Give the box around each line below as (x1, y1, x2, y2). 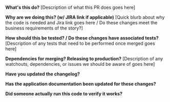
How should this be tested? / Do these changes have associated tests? (5, 35, 159, 41)
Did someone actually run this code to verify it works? (5, 91, 123, 96)
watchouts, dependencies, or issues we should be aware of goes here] (5, 61, 155, 67)
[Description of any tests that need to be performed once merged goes (5, 40, 155, 46)
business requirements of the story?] (5, 25, 83, 31)
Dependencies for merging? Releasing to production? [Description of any (5, 56, 163, 62)
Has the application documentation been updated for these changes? (5, 81, 156, 87)
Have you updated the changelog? (5, 71, 80, 77)
